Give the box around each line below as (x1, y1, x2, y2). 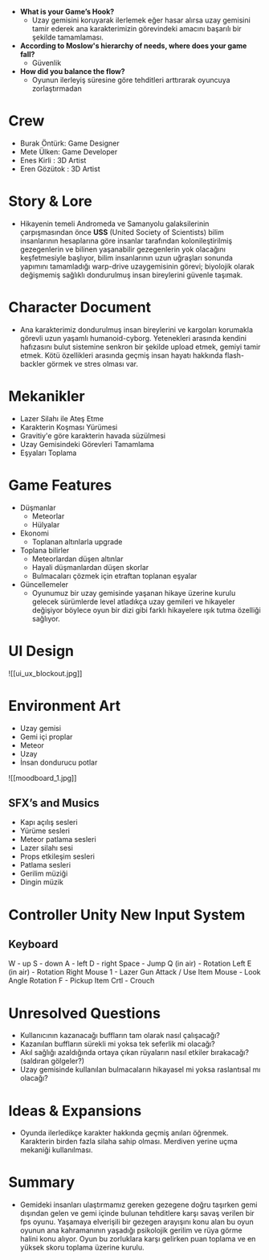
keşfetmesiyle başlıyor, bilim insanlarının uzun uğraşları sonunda (19, 252, 233, 262)
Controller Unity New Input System (8, 905, 246, 924)
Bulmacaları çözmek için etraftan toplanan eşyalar (31, 571, 198, 581)
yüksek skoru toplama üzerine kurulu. (19, 1242, 145, 1253)
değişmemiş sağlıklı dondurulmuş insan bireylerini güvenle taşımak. (19, 269, 243, 280)
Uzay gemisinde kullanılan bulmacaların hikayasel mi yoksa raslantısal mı (19, 1065, 261, 1074)
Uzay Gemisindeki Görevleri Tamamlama (19, 439, 155, 449)
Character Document (8, 298, 152, 317)
